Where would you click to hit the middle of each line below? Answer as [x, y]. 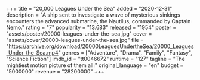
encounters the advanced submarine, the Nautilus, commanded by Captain [99, 21]
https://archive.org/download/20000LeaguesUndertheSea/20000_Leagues [101, 46]
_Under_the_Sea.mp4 [32, 52]
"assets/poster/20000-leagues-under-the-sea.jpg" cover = [79, 34]
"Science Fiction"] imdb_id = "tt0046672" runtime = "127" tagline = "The [96, 59]
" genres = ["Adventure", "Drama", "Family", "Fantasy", [125, 52]
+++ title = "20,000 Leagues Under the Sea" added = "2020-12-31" [89, 9]
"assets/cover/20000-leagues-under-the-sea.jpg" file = [75, 40]
